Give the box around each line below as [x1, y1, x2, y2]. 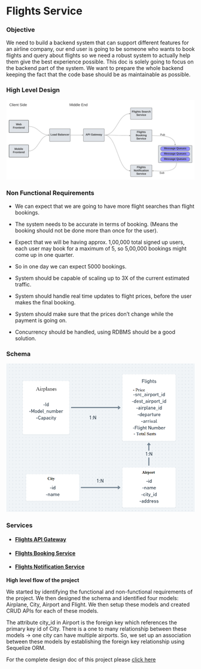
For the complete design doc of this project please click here [6, 656, 156, 663]
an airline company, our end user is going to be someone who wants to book [6, 46, 195, 53]
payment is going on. [14, 316, 67, 324]
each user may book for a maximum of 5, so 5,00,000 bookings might [14, 244, 187, 252]
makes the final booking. [14, 298, 76, 306]
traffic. [14, 280, 32, 288]
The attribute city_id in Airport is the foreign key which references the [6, 619, 178, 626]
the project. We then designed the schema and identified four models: [6, 594, 179, 601]
